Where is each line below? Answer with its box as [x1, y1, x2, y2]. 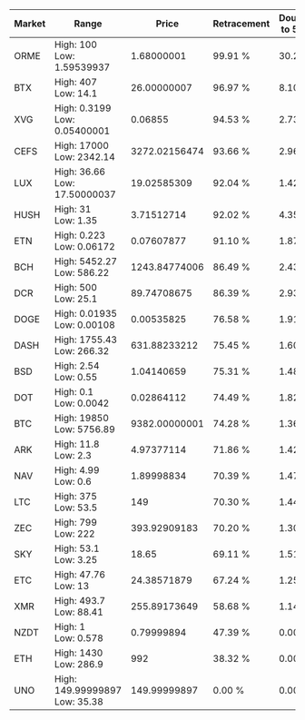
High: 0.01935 [54, 308, 118, 320]
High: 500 [54, 281, 98, 293]
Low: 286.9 [54, 658, 104, 670]
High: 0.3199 [54, 102, 112, 114]
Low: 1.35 [54, 214, 98, 226]
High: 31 [54, 203, 92, 215]
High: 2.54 [54, 360, 100, 371]
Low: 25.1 [54, 292, 98, 305]
